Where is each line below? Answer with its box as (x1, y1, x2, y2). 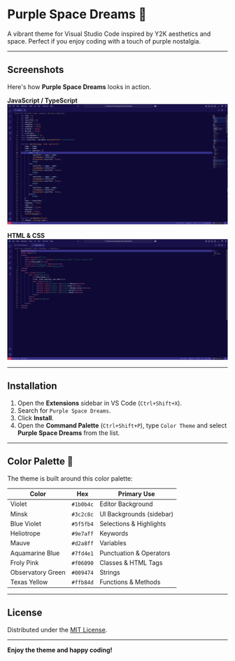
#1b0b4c (71, 501, 94, 508)
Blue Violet (10, 519, 42, 528)
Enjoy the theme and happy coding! (7, 646, 113, 654)
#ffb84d (71, 579, 94, 587)
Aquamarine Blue (10, 549, 60, 557)
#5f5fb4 (71, 521, 94, 528)
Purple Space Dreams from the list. (17, 428, 120, 437)
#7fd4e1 (71, 550, 94, 557)
